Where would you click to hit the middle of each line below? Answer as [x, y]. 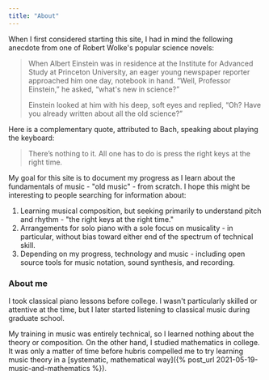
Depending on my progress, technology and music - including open [132, 254]
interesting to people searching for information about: [97, 194]
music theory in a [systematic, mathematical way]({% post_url [111, 359]
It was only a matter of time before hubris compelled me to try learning [126, 351]
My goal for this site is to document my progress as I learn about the [122, 177]
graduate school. [36, 318]
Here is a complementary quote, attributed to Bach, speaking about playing [133, 129]
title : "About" [34, 16]
